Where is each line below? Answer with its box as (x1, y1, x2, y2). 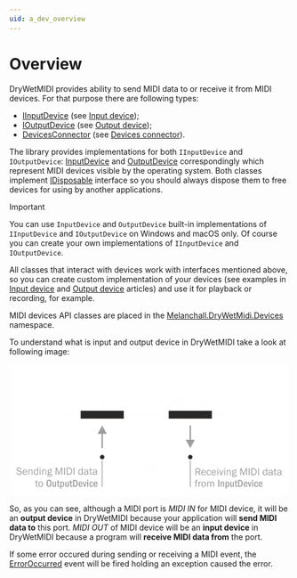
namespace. (9, 319, 55, 330)
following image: (9, 346, 70, 356)
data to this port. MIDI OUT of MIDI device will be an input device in (9, 522, 259, 533)
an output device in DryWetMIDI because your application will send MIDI (9, 512, 277, 523)
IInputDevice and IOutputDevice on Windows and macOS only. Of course (9, 228, 278, 239)
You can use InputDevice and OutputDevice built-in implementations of (9, 218, 267, 229)
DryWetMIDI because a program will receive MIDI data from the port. (9, 531, 263, 542)
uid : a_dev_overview (9, 14, 86, 23)
